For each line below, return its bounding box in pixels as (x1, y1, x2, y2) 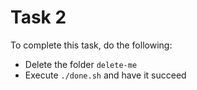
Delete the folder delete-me (24, 58, 138, 70)
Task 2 (10, 6, 67, 29)
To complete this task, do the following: (10, 39, 173, 51)
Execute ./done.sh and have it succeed (24, 69, 187, 81)
